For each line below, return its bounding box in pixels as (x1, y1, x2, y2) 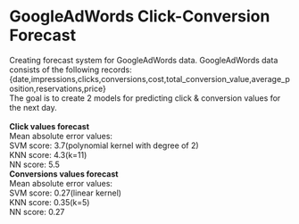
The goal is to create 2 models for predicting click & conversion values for (9, 92, 281, 104)
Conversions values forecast (9, 168, 119, 179)
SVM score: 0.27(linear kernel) (9, 187, 122, 198)
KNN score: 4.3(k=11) (9, 149, 87, 160)
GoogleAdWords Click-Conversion (9, 6, 270, 27)
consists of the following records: (9, 64, 132, 75)
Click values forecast (9, 120, 90, 131)
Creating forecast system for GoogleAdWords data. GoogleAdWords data (9, 54, 278, 65)
